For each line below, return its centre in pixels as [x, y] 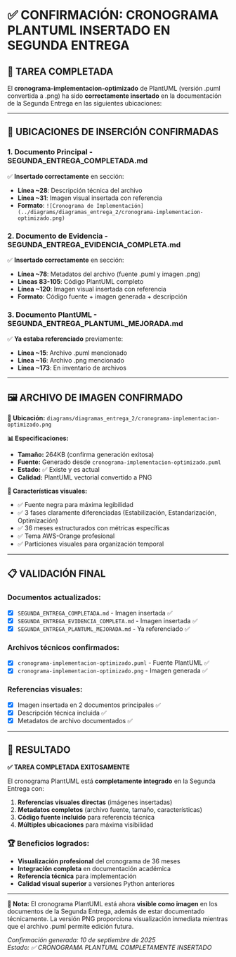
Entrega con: [26, 788]
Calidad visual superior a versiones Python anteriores [96, 883]
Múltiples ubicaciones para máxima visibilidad [85, 825]
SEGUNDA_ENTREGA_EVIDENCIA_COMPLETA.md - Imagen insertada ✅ [107, 620]
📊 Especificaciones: [38, 438]
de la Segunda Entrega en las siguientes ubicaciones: [85, 103]
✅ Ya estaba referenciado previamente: [65, 339]
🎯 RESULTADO [39, 750]
